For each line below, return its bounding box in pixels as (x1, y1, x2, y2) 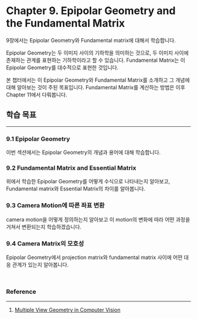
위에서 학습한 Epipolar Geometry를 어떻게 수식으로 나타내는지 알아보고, (6, 178, 171, 185)
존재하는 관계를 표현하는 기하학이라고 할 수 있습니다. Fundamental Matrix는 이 (6, 56, 186, 63)
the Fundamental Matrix (6, 16, 125, 30)
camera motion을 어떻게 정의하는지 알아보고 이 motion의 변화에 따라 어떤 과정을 (6, 216, 191, 223)
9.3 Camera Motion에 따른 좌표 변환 (6, 202, 105, 210)
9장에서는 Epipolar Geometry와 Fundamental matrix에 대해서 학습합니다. (6, 36, 176, 43)
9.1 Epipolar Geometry (6, 135, 70, 143)
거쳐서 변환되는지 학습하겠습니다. (6, 223, 82, 230)
